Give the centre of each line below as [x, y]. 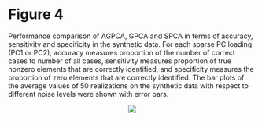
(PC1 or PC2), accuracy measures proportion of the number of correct [122, 52]
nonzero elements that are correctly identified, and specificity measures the [131, 69]
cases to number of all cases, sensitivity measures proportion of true [120, 61]
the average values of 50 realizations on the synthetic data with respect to [129, 85]
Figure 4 [36, 14]
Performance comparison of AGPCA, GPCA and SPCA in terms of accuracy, [131, 36]
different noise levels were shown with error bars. [89, 94]
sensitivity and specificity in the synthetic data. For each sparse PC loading [130, 44]
